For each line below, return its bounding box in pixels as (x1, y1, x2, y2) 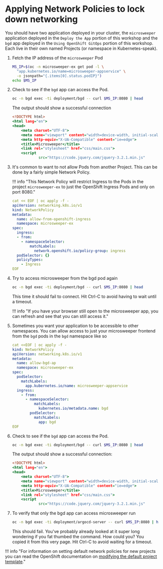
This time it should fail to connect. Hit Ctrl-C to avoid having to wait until (12, 294, 157, 299)
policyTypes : (17, 257, 43, 262)
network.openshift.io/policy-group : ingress (34, 248, 126, 253)
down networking (5, 14, 78, 25)
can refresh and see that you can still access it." (12, 313, 109, 319)
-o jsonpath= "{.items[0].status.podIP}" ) (17, 73, 102, 78)
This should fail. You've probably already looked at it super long (12, 529, 140, 534)
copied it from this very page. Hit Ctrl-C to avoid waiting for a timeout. (12, 539, 152, 545)
